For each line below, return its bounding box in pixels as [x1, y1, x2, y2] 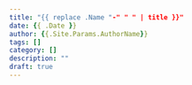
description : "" [9, 54, 69, 63]
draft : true [9, 63, 53, 72]
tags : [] [9, 37, 42, 47]
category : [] [9, 46, 58, 55]
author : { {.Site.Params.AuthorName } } [9, 29, 149, 38]
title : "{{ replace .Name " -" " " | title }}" [9, 12, 184, 22]
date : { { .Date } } [9, 21, 77, 30]
